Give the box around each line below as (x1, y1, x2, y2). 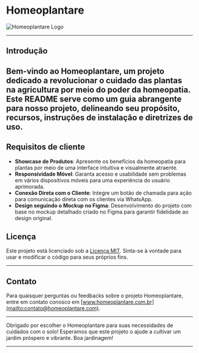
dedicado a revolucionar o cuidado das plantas (6, 75, 182, 85)
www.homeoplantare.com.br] (82, 298, 155, 306)
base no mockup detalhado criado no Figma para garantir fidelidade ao (14, 208, 188, 215)
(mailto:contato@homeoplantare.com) (6, 305, 99, 312)
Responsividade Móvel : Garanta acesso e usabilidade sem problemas (14, 170, 187, 177)
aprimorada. (14, 183, 45, 190)
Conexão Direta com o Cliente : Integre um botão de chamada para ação (14, 189, 192, 196)
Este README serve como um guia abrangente (6, 94, 182, 104)
